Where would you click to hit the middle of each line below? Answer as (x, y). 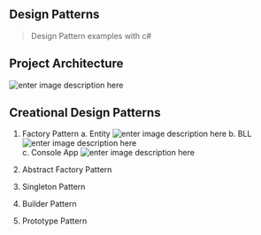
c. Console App (50, 153)
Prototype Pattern (54, 221)
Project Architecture (66, 64)
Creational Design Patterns (85, 113)
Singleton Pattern (54, 187)
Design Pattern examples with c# (91, 35)
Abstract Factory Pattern (67, 170)
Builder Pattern (49, 204)
